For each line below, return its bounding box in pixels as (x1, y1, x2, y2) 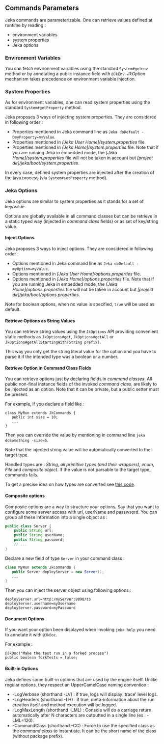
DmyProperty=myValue (12, 135, 55, 140)
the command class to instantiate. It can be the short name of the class (12, 728, 157, 734)
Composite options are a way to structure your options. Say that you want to (5, 503, 160, 510)
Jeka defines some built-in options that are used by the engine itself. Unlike (5, 676, 158, 682)
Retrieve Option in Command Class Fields (5, 365, 92, 371)
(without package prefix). (12, 733, 64, 739)
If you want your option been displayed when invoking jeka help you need (5, 627, 156, 633)
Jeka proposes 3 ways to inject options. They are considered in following (5, 246, 153, 251)
